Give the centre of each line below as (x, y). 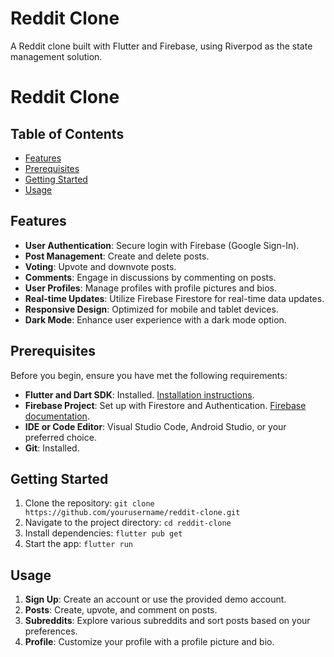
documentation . (57, 416)
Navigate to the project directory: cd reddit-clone (128, 523)
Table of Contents (67, 133)
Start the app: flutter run (78, 544)
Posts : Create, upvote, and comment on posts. (121, 610)
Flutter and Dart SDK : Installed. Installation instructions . (139, 394)
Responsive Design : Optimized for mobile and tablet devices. (151, 309)
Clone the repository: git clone (89, 503)
